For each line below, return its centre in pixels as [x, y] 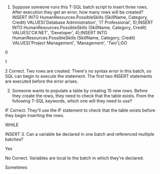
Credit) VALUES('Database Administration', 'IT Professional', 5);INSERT [82, 22]
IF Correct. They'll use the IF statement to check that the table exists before [80, 110]
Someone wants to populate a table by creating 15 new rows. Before [80, 91]
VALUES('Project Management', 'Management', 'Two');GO [69, 43]
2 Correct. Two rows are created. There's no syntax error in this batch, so [78, 71]
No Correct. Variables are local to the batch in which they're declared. [74, 158]
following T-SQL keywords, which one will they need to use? [72, 101]
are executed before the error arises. [42, 81]
